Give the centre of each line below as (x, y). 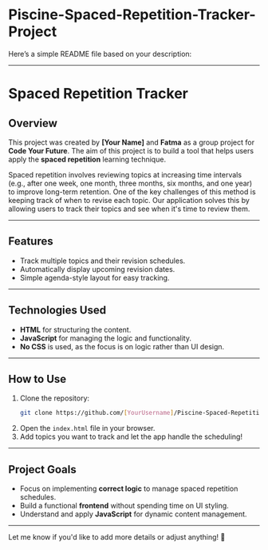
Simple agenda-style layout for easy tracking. (95, 277)
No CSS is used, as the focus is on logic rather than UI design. (122, 346)
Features (31, 241)
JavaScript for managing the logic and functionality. (105, 338)
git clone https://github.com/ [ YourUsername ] (97, 413)
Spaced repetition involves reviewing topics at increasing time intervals (125, 174)
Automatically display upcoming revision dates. (97, 269)
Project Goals (43, 469)
